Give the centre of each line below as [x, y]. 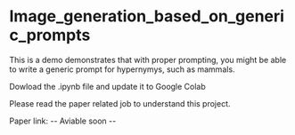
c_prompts [50, 35]
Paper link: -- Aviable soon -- [63, 121]
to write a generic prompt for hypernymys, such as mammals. [122, 69]
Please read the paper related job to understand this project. [120, 103]
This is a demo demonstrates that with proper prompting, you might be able [148, 60]
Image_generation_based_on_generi [147, 16]
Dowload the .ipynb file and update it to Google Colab [108, 86]
